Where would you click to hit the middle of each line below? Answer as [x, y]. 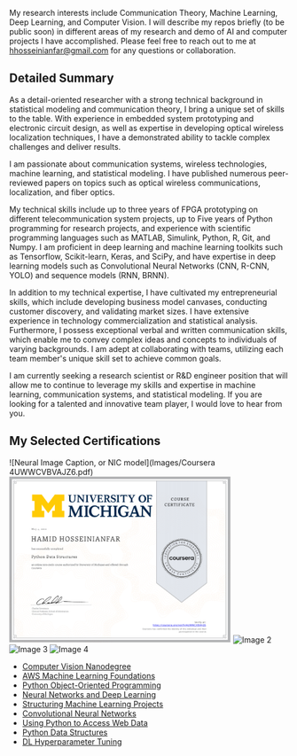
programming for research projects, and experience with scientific [130, 228]
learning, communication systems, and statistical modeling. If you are [136, 394]
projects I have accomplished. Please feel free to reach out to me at [133, 41]
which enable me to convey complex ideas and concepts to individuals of [143, 339]
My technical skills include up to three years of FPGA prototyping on [134, 209]
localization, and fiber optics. [62, 192]
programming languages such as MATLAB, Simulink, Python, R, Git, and [140, 238]
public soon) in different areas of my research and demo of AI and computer [148, 31]
